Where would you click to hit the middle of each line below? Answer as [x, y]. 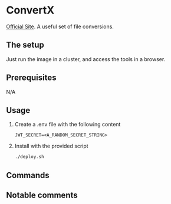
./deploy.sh [29, 157]
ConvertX [30, 10]
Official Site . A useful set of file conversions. [60, 26]
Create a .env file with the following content [68, 125]
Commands [28, 175]
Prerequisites [31, 78]
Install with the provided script [51, 146]
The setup [25, 45]
